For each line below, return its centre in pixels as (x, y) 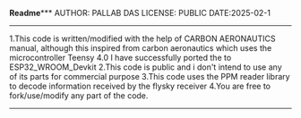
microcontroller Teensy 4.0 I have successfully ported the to (120, 58)
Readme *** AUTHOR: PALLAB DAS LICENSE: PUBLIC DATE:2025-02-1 (140, 13)
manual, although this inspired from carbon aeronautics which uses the (141, 48)
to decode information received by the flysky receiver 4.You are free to (140, 86)
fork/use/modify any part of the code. (79, 96)
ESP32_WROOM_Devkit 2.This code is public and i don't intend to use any (146, 67)
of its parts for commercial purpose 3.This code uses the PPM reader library (150, 76)
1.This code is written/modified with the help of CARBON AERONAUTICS (142, 38)
